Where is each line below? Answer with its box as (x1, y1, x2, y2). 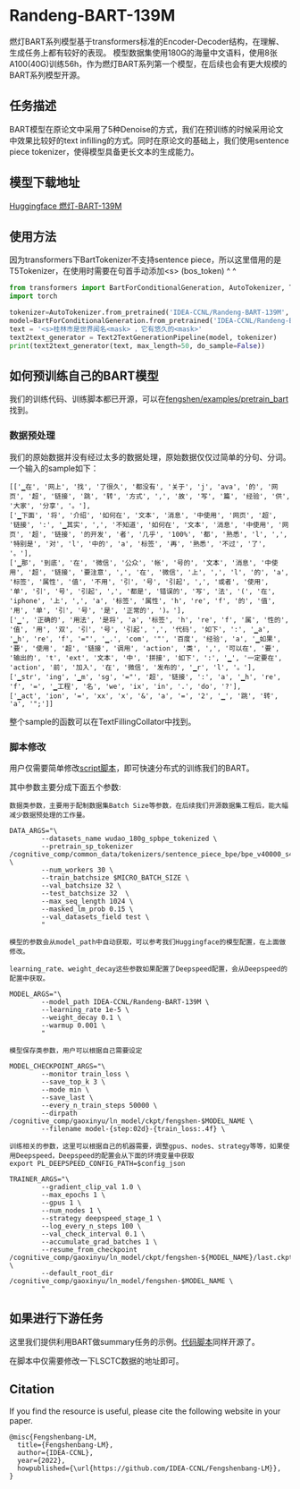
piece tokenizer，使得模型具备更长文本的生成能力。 (9, 146, 199, 157)
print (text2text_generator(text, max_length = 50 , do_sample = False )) (9, 341, 266, 350)
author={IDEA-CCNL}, (17, 1448, 94, 1457)
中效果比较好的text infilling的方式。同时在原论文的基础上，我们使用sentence (9, 135, 289, 146)
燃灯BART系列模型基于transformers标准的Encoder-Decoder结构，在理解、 (9, 36, 284, 47)
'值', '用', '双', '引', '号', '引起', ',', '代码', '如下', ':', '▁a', (9, 625, 271, 634)
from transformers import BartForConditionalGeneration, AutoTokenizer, (9, 284, 286, 293)
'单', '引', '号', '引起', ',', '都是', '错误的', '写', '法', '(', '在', (9, 587, 276, 596)
